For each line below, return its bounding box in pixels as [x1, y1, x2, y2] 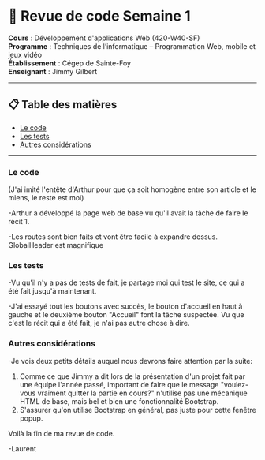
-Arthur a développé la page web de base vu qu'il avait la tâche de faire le [8, 208, 248, 218]
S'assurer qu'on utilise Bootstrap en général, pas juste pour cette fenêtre [19, 405, 256, 414]
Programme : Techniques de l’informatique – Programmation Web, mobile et [8, 41, 256, 50]
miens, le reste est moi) [8, 193, 84, 203]
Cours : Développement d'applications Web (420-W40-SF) [8, 33, 200, 43]
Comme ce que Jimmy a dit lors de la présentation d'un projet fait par [19, 371, 246, 381]
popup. [19, 413, 43, 423]
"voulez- [220, 380, 249, 389]
